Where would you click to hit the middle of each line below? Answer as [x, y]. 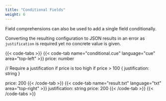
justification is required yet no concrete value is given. [63, 43]
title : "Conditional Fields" [35, 10]
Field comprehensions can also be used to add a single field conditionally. [81, 28]
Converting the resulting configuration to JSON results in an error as [75, 38]
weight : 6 [15, 14]
